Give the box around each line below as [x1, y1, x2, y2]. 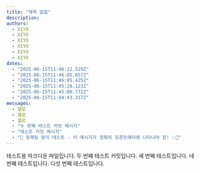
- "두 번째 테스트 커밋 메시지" [12, 123, 80, 129]
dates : [6, 60, 23, 66]
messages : [6, 100, 32, 106]
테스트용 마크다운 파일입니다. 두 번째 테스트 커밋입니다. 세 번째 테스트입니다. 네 [6, 152, 194, 160]
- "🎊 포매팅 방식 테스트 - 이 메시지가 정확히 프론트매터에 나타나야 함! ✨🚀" [12, 134, 182, 141]
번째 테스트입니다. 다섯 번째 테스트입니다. [6, 160, 105, 167]
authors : [6, 20, 29, 26]
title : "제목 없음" [6, 9, 51, 15]
